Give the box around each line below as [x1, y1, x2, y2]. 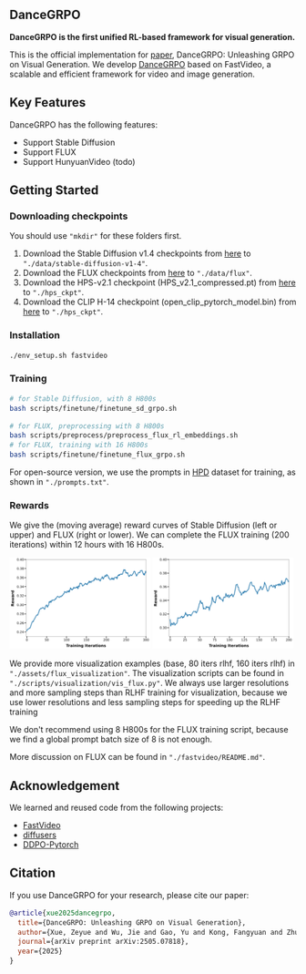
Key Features [9, 95, 87, 110]
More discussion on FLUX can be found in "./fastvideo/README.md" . [9, 752, 266, 763]
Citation [9, 866, 56, 881]
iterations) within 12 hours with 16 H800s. [9, 539, 165, 550]
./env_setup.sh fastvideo [9, 351, 107, 360]
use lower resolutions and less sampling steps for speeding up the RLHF [9, 697, 280, 708]
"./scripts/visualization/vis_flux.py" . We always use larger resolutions [9, 678, 290, 689]
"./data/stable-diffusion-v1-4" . [22, 258, 148, 269]
